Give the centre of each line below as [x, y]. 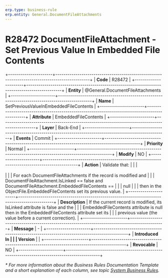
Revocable [144, 245]
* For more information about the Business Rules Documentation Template [82, 265]
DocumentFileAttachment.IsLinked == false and [54, 181]
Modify [126, 154]
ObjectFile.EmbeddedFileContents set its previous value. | [65, 191]
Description [73, 202]
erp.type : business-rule [31, 10]
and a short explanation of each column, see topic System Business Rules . [82, 270]
